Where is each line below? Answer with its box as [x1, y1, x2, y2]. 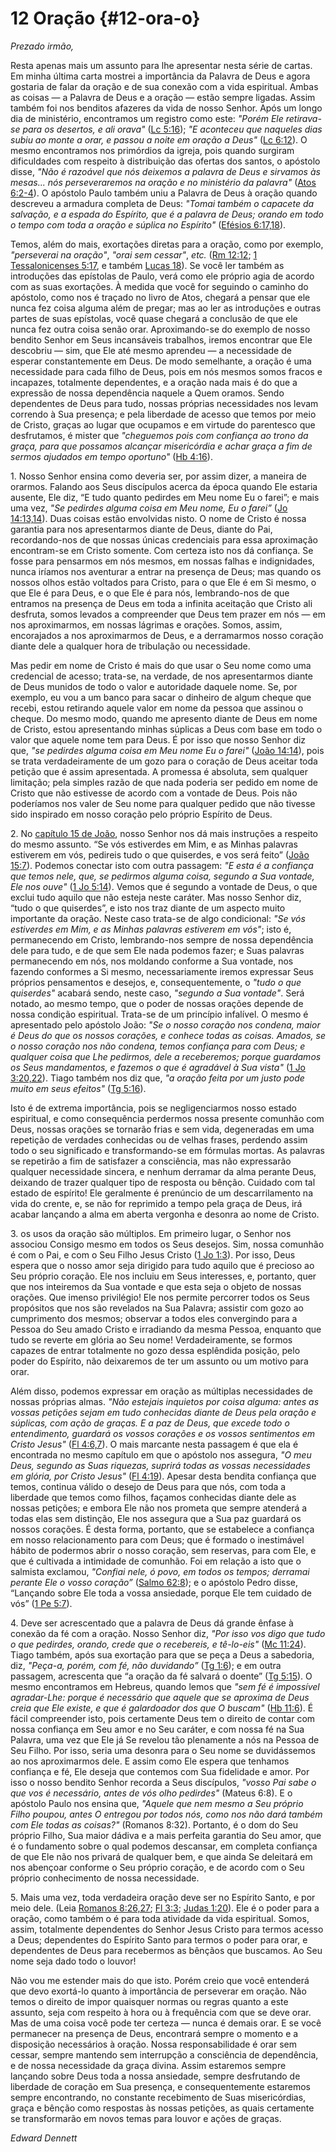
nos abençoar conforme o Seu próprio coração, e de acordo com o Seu [10, 1861, 305, 1873]
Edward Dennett [10, 2132, 78, 2144]
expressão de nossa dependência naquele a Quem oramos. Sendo [10, 387, 285, 399]
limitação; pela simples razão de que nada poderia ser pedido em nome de [10, 776, 318, 788]
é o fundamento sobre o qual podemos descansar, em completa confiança [10, 1840, 318, 1852]
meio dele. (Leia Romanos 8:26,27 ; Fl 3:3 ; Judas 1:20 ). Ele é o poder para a [10, 1902, 320, 1914]
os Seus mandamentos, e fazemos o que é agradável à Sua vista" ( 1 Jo [10, 1061, 307, 1073]
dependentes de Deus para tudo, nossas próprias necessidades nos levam [10, 397, 319, 409]
